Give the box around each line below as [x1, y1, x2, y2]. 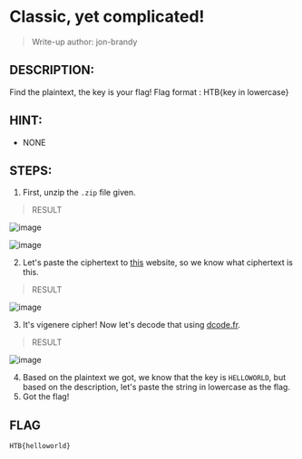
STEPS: [9, 163, 53, 178]
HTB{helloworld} [9, 442, 71, 451]
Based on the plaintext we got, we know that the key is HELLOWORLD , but [22, 372, 287, 383]
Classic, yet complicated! [9, 6, 205, 27]
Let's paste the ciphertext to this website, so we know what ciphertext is [22, 257, 293, 268]
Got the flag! [22, 391, 70, 402]
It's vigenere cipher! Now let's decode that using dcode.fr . [22, 320, 241, 330]
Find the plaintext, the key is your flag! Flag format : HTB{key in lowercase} [9, 86, 289, 97]
